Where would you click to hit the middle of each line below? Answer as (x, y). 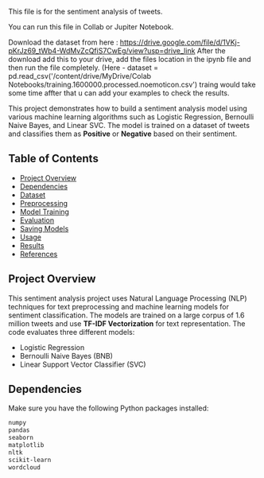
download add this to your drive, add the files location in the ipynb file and (130, 59)
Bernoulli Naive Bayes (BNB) (66, 356)
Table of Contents (54, 159)
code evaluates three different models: (72, 332)
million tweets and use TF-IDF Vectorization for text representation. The (127, 323)
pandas (19, 430)
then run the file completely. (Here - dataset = (83, 68)
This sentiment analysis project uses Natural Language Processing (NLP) (128, 298)
